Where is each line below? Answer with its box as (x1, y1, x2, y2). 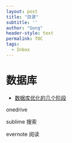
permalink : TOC (6, 36, 43, 42)
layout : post (6, 8, 38, 15)
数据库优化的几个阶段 (14, 94, 66, 101)
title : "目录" (6, 14, 39, 20)
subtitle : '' (6, 19, 38, 25)
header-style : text (6, 30, 54, 36)
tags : (6, 42, 19, 47)
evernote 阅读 (6, 130, 40, 138)
